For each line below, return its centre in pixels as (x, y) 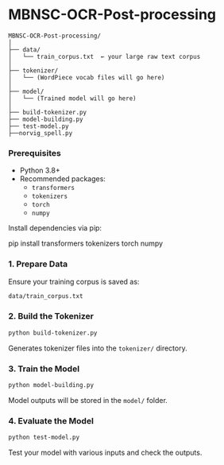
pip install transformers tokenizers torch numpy (86, 243)
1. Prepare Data (38, 264)
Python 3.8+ (40, 170)
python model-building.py (51, 385)
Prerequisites (35, 153)
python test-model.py (44, 438)
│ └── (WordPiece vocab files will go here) (87, 77)
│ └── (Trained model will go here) (72, 98)
